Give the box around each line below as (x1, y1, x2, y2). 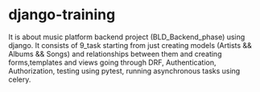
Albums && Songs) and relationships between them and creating (8, 49, 222, 58)
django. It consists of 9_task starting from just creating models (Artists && (8, 40, 252, 50)
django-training (8, 6, 116, 24)
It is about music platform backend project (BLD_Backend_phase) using (8, 32, 246, 42)
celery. (8, 74, 31, 84)
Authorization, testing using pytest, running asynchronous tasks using (8, 66, 241, 75)
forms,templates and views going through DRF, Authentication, (8, 58, 217, 67)
